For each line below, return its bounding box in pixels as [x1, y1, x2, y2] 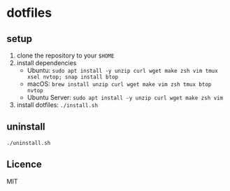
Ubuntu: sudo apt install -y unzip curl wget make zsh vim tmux [27, 66, 218, 74]
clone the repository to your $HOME [16, 51, 115, 59]
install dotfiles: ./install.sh [16, 101, 99, 109]
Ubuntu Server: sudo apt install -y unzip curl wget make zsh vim [27, 93, 224, 101]
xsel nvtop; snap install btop [27, 73, 119, 80]
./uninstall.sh [6, 139, 51, 146]
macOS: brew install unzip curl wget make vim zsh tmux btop [27, 80, 212, 88]
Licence [6, 159, 43, 171]
